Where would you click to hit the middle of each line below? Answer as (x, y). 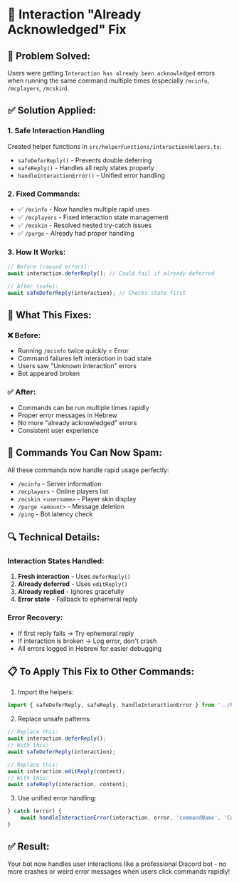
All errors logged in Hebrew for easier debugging (90, 648)
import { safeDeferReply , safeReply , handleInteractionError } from (111, 705)
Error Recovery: (35, 617)
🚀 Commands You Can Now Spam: (85, 453)
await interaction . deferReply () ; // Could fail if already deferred (111, 273)
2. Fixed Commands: (44, 194)
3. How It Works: (37, 252)
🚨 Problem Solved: (49, 56)
